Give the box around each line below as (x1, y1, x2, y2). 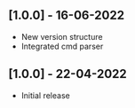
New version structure (20, 31, 103, 42)
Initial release (20, 89, 70, 101)
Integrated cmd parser (20, 41, 104, 51)
